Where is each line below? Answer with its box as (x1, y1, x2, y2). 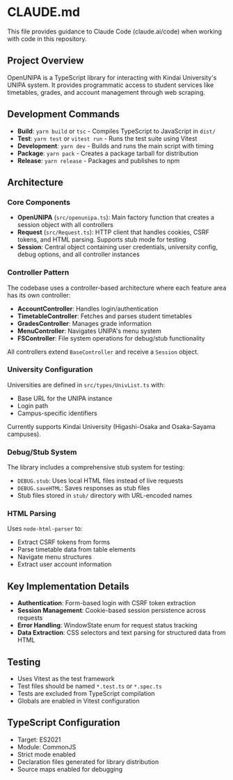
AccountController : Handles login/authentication (17, 304, 159, 313)
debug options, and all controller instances (17, 250, 140, 258)
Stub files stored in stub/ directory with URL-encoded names (17, 492, 193, 500)
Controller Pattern (7, 267, 70, 277)
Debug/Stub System (7, 447, 78, 457)
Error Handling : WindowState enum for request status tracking (17, 621, 198, 630)
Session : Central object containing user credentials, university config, (17, 243, 218, 251)
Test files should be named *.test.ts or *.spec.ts (17, 682, 162, 690)
